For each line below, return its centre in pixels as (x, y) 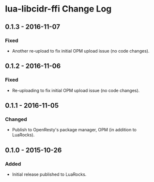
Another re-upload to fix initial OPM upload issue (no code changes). (81, 51)
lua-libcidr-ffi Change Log (58, 9)
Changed (16, 119)
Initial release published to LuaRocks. (49, 174)
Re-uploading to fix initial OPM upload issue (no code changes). (76, 90)
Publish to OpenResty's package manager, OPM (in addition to (74, 130)
